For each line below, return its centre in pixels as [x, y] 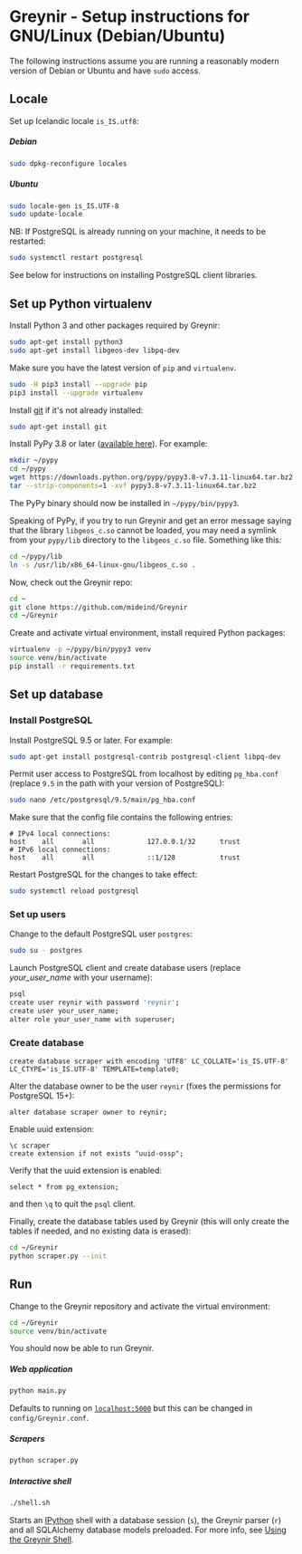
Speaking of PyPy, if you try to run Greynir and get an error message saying [151, 520]
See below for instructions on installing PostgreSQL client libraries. [133, 275]
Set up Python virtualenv [81, 304]
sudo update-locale [46, 215]
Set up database [57, 695]
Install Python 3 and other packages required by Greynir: [115, 325]
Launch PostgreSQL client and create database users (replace [125, 968]
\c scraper [30, 1146]
